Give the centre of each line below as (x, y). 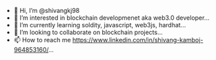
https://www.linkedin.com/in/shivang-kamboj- (138, 40)
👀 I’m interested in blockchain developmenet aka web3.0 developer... (111, 18)
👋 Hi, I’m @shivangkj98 (47, 11)
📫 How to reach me (42, 40)
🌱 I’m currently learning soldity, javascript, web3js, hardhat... (100, 25)
